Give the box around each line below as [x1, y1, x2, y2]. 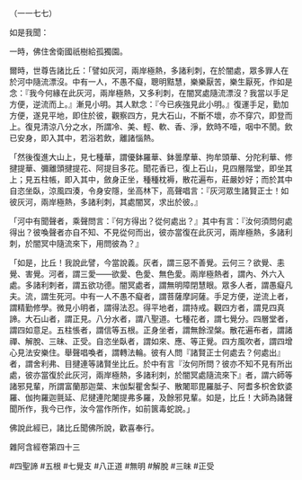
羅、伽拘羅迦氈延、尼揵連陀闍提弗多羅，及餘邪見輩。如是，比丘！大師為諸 [9, 392, 285, 403]
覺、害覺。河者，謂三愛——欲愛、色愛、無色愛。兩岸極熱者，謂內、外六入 [9, 269, 285, 279]
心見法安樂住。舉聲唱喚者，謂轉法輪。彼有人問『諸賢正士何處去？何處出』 [9, 347, 285, 358]
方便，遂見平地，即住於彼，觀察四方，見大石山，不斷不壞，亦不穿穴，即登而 [9, 111, 293, 120]
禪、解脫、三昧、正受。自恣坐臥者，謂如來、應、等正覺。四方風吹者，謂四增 [9, 336, 293, 346]
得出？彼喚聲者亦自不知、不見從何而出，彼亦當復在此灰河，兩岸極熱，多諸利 [9, 227, 293, 237]
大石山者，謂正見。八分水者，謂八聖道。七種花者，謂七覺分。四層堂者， [24, 314, 293, 324]
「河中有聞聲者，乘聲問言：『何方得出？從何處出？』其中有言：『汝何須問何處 [9, 216, 293, 227]
